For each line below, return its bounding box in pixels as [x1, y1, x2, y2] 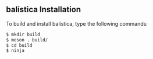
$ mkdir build [6, 32, 41, 37]
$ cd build [6, 42, 33, 48]
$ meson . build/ [6, 37, 48, 43]
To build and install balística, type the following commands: [6, 20, 148, 27]
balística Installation [6, 5, 81, 15]
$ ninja [6, 48, 25, 54]
